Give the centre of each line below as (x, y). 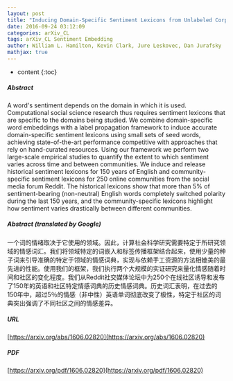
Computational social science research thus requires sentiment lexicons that (116, 112)
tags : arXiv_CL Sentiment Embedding (60, 39)
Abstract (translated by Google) (54, 224)
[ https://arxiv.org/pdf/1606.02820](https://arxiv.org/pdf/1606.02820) (105, 370)
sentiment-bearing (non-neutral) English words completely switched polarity (116, 193)
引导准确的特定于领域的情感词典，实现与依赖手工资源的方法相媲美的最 (126, 260)
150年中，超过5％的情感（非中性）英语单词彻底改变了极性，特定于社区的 (111, 294)
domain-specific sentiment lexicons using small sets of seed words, (104, 134)
